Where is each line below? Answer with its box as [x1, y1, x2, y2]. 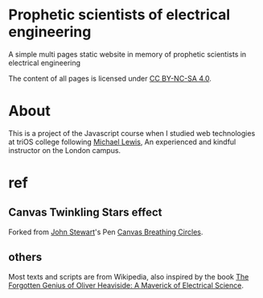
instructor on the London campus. [8, 145, 121, 155]
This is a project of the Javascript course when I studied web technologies [8, 128, 256, 138]
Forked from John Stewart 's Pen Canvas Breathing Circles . [8, 227, 203, 237]
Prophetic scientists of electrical [8, 6, 231, 24]
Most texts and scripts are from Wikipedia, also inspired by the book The [8, 271, 249, 281]
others [8, 250, 43, 264]
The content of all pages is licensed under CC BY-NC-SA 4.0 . [8, 73, 212, 83]
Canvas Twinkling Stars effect [8, 205, 162, 219]
